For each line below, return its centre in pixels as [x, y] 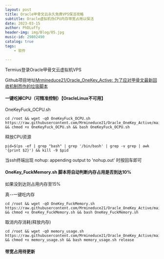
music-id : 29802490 [25, 37]
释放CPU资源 [18, 137]
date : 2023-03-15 [23, 23]
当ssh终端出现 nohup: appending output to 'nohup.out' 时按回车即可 [73, 160]
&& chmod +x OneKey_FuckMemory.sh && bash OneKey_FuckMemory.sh [72, 212]
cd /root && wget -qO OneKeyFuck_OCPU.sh [48, 118]
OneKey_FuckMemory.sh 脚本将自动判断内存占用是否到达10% [68, 172]
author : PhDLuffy [23, 28]
